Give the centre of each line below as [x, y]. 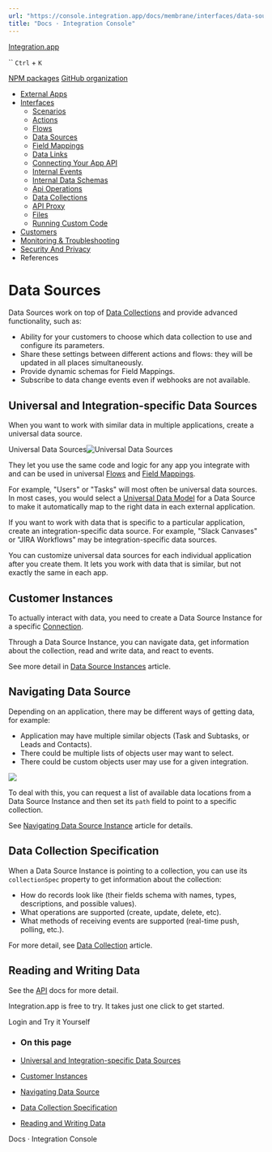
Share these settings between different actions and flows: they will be [136, 355]
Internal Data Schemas [70, 180]
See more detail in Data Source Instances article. [90, 667]
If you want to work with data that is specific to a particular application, [127, 522]
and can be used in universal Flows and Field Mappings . [102, 474]
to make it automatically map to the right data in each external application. [132, 507]
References [39, 257]
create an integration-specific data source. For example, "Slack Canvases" [133, 531]
